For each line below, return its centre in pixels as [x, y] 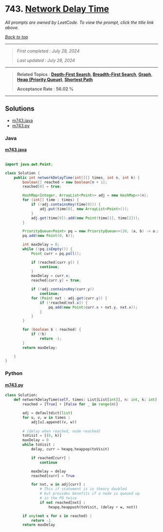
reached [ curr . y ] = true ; [56, 280]
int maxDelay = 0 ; [41, 245]
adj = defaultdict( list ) [48, 413]
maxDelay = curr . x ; [50, 276]
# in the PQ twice [58, 498]
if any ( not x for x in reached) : [57, 516]
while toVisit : [39, 445]
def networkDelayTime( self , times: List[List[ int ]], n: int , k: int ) [86, 400]
